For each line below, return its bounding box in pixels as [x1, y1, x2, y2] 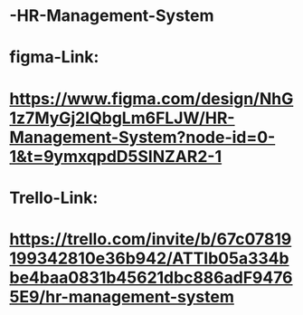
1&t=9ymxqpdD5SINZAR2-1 [9, 146, 223, 167]
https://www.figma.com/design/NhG [9, 88, 294, 109]
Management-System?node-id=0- [9, 127, 276, 148]
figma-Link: [9, 47, 99, 68]
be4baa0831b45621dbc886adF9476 [9, 267, 293, 288]
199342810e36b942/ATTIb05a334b [9, 248, 289, 268]
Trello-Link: [9, 187, 99, 208]
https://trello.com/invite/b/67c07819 [9, 228, 292, 249]
